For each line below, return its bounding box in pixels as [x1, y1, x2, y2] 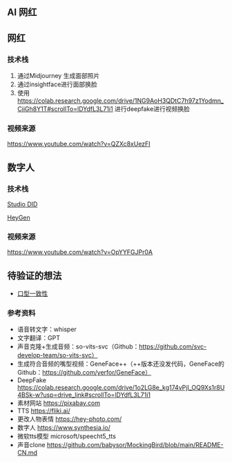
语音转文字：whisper [17, 325, 77, 333]
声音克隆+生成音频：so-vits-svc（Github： [17, 342, 139, 351]
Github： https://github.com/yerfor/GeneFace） [17, 368, 152, 377]
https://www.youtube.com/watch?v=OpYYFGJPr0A [7, 248, 153, 257]
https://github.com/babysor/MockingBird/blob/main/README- [46, 441, 224, 449]
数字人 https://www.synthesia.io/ [17, 424, 110, 432]
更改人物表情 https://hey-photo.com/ [17, 415, 122, 423]
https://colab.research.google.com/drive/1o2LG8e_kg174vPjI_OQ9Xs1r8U [17, 384, 225, 392]
